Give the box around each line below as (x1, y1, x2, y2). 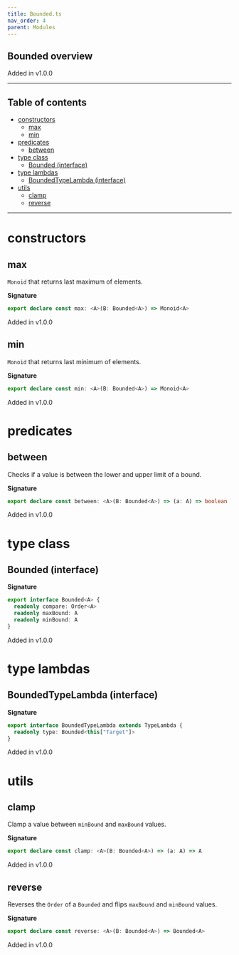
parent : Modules (7, 24, 55, 31)
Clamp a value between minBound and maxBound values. (7, 820, 166, 829)
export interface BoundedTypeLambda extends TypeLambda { (7, 721, 183, 729)
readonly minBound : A (14, 616, 78, 624)
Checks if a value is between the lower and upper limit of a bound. (7, 470, 202, 478)
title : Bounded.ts (7, 10, 62, 18)
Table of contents (7, 96, 87, 108)
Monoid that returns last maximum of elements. (7, 277, 144, 286)
